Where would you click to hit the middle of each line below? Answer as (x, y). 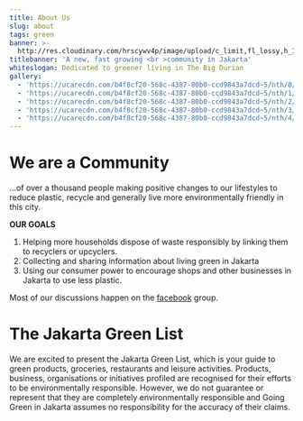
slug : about (32, 26)
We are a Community (89, 163)
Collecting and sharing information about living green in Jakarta (141, 261)
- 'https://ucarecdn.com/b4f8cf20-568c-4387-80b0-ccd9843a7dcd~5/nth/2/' (159, 101)
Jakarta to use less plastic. (72, 280)
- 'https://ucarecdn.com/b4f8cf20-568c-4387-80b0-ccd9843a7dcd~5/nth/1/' (159, 93)
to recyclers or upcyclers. (70, 252)
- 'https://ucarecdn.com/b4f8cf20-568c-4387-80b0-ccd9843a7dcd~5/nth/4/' (159, 118)
